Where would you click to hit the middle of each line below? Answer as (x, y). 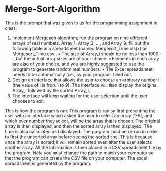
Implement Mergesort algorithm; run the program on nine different (80, 38)
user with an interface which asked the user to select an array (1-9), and (79, 115)
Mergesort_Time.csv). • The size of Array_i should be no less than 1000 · (86, 54)
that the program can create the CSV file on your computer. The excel (76, 158)
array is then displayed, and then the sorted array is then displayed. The (79, 126)
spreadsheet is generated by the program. (48, 163)
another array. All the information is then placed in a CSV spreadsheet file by (83, 147)
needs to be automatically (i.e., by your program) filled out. (72, 74)
